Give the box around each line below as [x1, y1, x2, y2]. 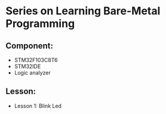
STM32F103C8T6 [14, 57, 58, 63]
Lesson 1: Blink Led [14, 102, 62, 109]
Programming [5, 17, 75, 30]
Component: [5, 41, 54, 51]
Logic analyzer [14, 69, 51, 76]
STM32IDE [14, 63, 41, 70]
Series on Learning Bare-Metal [5, 4, 161, 18]
